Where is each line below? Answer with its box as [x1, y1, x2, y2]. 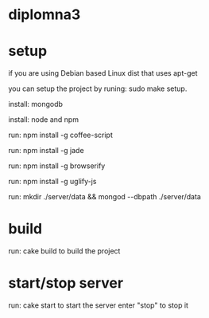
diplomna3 [8, 6, 81, 24]
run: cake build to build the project [8, 246, 121, 256]
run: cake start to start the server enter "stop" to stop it [8, 300, 189, 310]
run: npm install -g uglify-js [8, 177, 97, 186]
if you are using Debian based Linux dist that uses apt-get [8, 69, 198, 78]
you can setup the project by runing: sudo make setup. [8, 84, 188, 93]
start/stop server [8, 274, 124, 292]
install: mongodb [8, 100, 64, 109]
